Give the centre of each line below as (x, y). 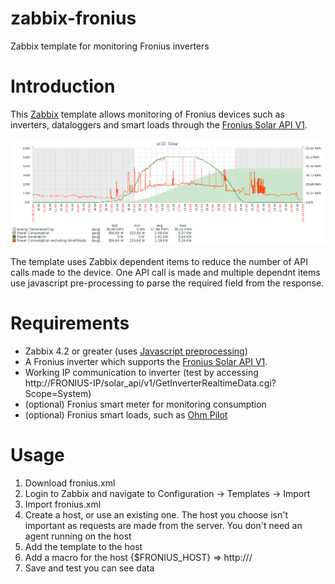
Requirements (70, 323)
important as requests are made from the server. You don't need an (163, 525)
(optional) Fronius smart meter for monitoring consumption (145, 404)
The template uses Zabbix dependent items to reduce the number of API (159, 261)
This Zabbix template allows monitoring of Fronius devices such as (147, 114)
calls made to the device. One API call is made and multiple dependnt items (165, 272)
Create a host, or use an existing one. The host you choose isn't (156, 514)
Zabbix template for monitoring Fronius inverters (110, 46)
